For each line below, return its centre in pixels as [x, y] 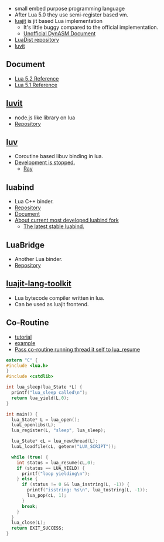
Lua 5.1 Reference [36, 85]
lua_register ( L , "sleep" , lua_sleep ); [59, 431]
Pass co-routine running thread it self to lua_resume [77, 349]
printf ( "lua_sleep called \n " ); [49, 393]
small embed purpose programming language [69, 9]
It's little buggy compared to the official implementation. [91, 27]
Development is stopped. [45, 163]
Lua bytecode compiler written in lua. [59, 298]
